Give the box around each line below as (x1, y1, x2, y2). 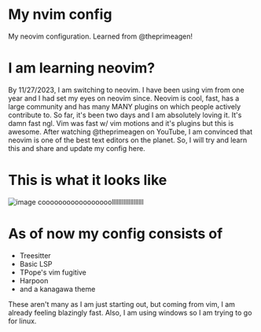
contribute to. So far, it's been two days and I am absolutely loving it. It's (8, 110, 242, 120)
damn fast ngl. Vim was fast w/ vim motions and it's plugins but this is (8, 118, 234, 127)
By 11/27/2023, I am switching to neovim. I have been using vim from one (8, 85, 245, 94)
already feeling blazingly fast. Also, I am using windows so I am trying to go (8, 308, 252, 317)
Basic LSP (19, 259, 53, 268)
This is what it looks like (8, 172, 167, 190)
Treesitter (19, 250, 51, 260)
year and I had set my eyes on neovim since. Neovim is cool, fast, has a (8, 93, 240, 103)
